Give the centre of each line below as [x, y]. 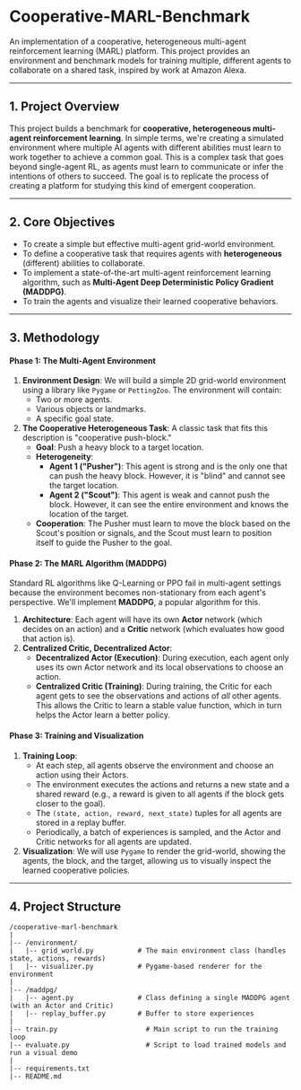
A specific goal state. [75, 418]
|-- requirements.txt [50, 1069]
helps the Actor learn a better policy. [103, 715]
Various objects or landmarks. [90, 409]
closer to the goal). [70, 803]
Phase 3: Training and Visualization [77, 735]
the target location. [84, 486]
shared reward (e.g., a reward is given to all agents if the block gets [160, 794]
